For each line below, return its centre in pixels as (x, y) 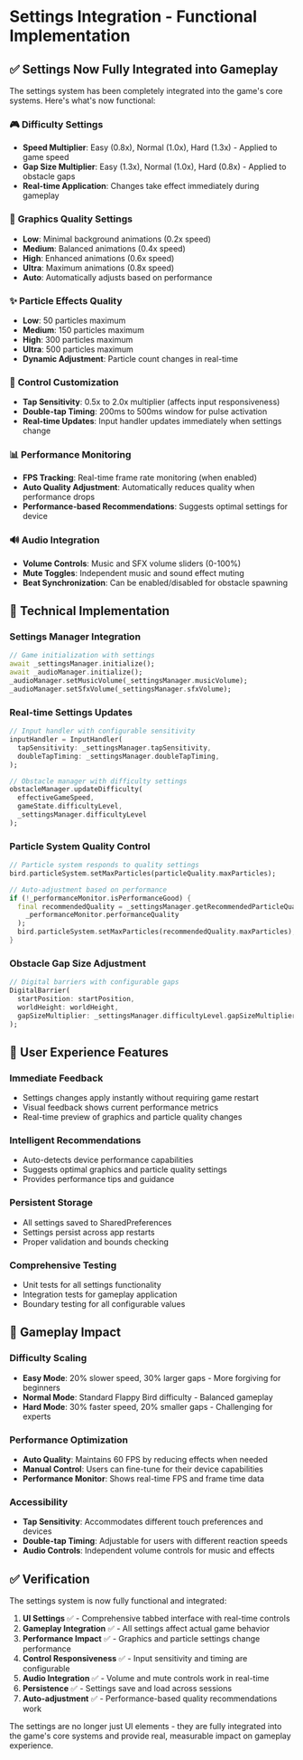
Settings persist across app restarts (88, 1232)
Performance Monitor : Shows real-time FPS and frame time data (143, 1479)
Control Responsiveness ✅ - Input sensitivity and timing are (135, 1659)
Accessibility (39, 1501)
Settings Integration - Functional (133, 17)
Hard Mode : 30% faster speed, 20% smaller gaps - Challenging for (147, 1406)
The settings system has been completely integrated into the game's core (146, 91)
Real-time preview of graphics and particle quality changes (132, 1117)
